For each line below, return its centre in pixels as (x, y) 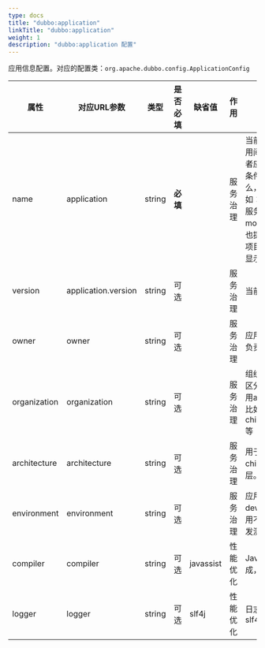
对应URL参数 (102, 107)
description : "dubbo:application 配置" (73, 45)
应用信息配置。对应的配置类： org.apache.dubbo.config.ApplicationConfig (129, 69)
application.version (102, 291)
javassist (205, 564)
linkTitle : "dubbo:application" (61, 30)
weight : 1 (24, 37)
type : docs (26, 15)
